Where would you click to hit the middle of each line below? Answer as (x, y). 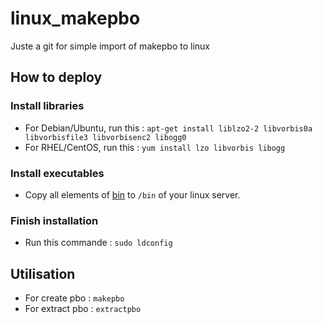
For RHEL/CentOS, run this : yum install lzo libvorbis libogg (155, 147)
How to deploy (56, 77)
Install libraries (47, 106)
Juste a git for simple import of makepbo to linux (110, 46)
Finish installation (54, 220)
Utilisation (43, 273)
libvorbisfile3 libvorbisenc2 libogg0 (105, 137)
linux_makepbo (75, 18)
